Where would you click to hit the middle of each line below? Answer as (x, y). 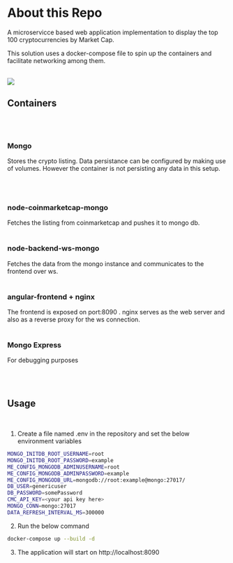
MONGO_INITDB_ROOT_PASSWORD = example (60, 460)
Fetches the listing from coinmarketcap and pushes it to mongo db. (104, 223)
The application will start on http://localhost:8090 (88, 552)
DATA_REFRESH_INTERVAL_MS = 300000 (56, 513)
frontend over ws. (33, 271)
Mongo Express (34, 345)
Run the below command (53, 526)
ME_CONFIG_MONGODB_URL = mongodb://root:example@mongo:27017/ (97, 480)
